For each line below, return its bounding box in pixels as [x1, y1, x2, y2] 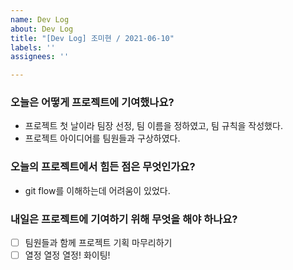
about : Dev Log [10, 24, 74, 34]
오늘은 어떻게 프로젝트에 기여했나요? [10, 96, 175, 110]
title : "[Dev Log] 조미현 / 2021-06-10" [10, 33, 175, 43]
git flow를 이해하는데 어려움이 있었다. [24, 184, 171, 196]
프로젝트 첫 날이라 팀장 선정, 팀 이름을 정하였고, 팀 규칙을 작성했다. [24, 120, 283, 132]
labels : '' [10, 42, 56, 53]
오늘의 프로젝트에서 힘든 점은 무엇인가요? [10, 160, 196, 174]
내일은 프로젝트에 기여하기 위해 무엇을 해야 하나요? [10, 212, 238, 226]
